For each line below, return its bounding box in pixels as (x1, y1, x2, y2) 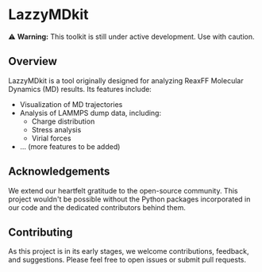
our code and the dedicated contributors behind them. (8, 202, 187, 212)
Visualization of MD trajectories (19, 99, 123, 109)
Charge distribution (31, 117, 95, 126)
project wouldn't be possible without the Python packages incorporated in (8, 194, 251, 204)
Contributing (8, 225, 73, 239)
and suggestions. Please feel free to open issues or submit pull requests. (8, 255, 247, 265)
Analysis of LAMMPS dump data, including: (19, 108, 161, 117)
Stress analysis (31, 125, 82, 134)
